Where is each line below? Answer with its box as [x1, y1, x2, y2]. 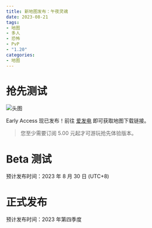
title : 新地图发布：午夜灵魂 [6, 8, 68, 15]
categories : [6, 52, 35, 58]
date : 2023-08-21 [6, 14, 49, 20]
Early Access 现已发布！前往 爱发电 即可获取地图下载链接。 [6, 118, 150, 125]
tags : [6, 19, 19, 25]
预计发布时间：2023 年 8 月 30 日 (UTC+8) [6, 173, 109, 180]
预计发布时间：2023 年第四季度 [6, 216, 82, 223]
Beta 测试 [6, 153, 52, 165]
